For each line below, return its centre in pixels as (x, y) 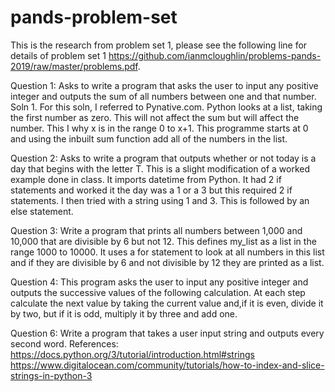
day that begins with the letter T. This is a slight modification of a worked (160, 168)
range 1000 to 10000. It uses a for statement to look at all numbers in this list (167, 252)
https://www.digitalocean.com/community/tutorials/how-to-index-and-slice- (167, 365)
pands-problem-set (94, 17)
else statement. (42, 211)
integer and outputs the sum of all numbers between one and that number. (163, 96)
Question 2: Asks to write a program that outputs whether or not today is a (163, 158)
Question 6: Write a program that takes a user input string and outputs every (167, 333)
